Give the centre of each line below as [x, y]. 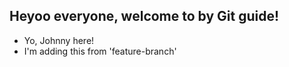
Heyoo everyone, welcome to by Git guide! [144, 16]
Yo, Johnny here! [59, 40]
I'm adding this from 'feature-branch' [100, 51]
